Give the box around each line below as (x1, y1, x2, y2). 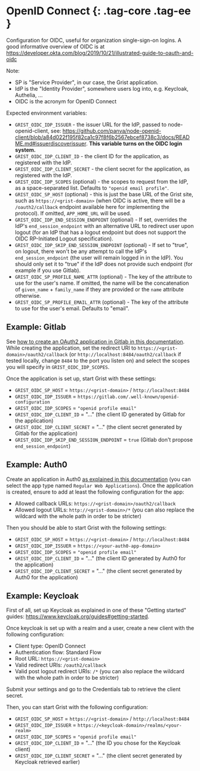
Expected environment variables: (6, 109, 88, 116)
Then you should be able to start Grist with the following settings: (6, 524, 167, 531)
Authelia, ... (14, 91, 43, 98)
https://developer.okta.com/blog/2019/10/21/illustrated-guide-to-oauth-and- (6, 49, 194, 56)
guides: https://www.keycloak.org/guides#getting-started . (6, 613, 150, 620)
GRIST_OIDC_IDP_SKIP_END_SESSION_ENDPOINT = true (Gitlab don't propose (14, 436, 193, 443)
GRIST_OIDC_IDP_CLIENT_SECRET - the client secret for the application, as (14, 165, 190, 172)
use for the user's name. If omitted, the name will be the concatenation (14, 279, 189, 286)
